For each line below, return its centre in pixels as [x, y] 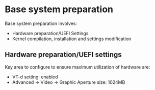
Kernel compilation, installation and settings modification [72, 39]
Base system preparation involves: [41, 23]
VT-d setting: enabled [35, 77]
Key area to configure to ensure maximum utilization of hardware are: [77, 67]
